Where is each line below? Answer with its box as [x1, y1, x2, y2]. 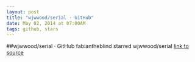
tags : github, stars [6, 26, 59, 32]
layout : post [6, 9, 40, 15]
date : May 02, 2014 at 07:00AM [6, 20, 86, 26]
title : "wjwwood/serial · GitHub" [6, 15, 94, 21]
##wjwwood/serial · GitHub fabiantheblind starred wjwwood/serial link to [6, 43, 189, 50]
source [6, 49, 24, 57]
